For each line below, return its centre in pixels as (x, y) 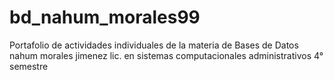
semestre (29, 66)
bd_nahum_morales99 (105, 17)
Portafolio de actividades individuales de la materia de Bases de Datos (154, 45)
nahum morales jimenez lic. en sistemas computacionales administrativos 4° (166, 55)
